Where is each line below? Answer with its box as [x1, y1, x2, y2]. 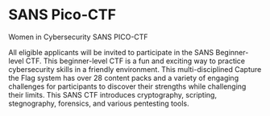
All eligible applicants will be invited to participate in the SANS [8, 47, 214, 57]
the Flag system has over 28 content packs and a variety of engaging [8, 73, 239, 82]
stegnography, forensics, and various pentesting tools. [8, 98, 189, 108]
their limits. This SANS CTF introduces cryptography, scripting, [8, 90, 218, 99]
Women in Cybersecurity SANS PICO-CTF [8, 32, 148, 42]
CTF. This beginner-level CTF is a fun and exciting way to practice [25, 56, 246, 66]
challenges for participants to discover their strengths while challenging [8, 82, 247, 91]
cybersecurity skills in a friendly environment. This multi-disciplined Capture [8, 64, 262, 74]
